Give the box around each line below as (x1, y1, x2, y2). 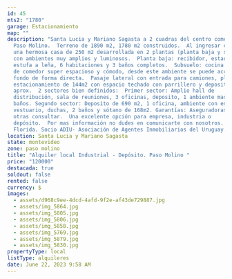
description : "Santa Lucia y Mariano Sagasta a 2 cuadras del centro (7, 36, 212, 43)
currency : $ (7, 184, 41, 191)
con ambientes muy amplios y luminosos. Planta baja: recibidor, (13, 55, 209, 62)
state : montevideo (7, 139, 60, 146)
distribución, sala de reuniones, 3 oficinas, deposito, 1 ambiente (13, 94, 215, 101)
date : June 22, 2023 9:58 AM (7, 261, 91, 268)
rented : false (7, 177, 48, 184)
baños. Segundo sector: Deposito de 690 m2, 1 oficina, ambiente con (13, 100, 217, 107)
